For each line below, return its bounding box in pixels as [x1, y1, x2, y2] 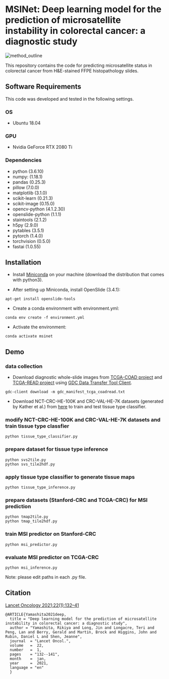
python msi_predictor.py [5, 542, 58, 547]
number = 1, [10, 647, 42, 652]
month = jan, [10, 656, 46, 661]
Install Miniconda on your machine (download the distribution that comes [12, 272, 164, 278]
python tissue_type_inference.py [5, 485, 76, 490]
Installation [5, 258, 41, 267]
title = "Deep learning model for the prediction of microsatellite [10, 616, 157, 621]
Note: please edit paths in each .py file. [5, 574, 87, 580]
